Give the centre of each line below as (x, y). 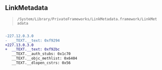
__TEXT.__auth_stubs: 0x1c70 (41, 54)
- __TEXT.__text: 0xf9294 (32, 41)
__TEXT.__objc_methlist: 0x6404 (44, 58)
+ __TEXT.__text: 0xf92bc (32, 49)
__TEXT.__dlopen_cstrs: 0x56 (41, 63)
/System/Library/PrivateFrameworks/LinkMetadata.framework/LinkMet (87, 19)
